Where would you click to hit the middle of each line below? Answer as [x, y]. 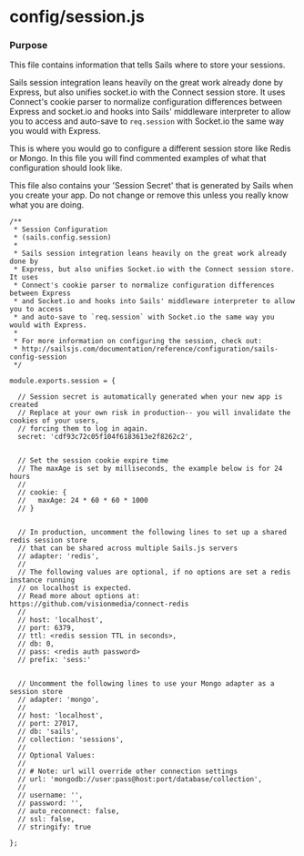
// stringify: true [55, 827]
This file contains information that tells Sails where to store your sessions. [147, 65]
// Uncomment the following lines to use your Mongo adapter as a [146, 684]
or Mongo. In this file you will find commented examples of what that [138, 158]
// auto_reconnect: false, [69, 811]
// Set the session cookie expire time [93, 461]
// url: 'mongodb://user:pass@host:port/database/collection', [140, 780]
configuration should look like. [66, 168]
